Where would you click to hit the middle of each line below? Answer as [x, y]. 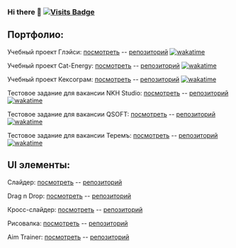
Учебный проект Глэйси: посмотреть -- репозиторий [88, 52]
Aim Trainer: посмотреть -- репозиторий [68, 237]
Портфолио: [35, 35]
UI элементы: [39, 165]
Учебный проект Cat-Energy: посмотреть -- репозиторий [94, 65]
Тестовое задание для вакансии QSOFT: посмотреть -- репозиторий [112, 114]
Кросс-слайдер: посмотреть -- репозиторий [75, 209]
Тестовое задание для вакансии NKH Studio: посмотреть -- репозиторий [118, 93]
